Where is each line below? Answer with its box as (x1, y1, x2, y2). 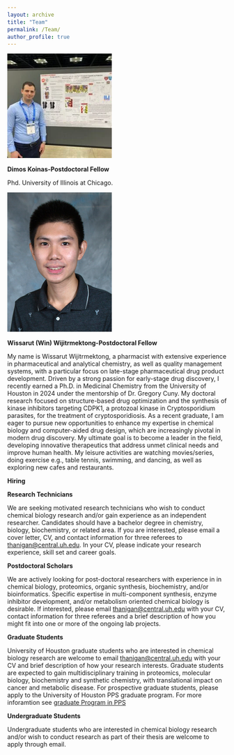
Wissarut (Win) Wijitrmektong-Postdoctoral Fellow (7, 338, 158, 348)
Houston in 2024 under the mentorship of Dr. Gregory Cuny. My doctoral (7, 389, 216, 398)
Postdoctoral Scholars (7, 561, 73, 570)
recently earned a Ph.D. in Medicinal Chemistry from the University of (7, 382, 207, 390)
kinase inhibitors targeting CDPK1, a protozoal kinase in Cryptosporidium (7, 404, 216, 412)
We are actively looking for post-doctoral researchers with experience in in (7, 575, 222, 584)
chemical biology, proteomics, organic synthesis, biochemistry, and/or (7, 582, 209, 591)
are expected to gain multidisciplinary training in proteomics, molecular (7, 669, 211, 677)
